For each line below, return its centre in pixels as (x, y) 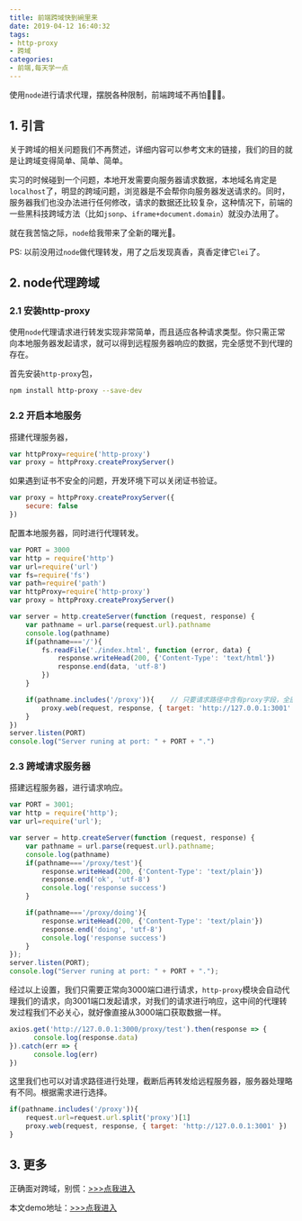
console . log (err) (66, 1054)
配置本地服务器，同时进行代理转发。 (76, 533)
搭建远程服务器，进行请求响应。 (68, 788)
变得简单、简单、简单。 (84, 160)
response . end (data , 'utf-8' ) (112, 667)
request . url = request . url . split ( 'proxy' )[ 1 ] (108, 1118)
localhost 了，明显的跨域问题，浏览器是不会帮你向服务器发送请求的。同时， (150, 191)
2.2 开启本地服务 (46, 415)
